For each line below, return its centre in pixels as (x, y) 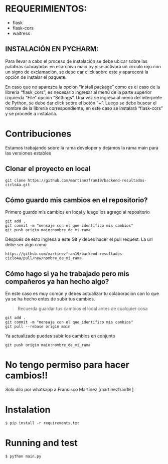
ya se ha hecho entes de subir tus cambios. (50, 299)
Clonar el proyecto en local (48, 169)
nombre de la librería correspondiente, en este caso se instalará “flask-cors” (84, 108)
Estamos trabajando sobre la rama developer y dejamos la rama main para (82, 147)
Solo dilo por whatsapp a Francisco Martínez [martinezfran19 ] (69, 390)
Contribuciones (38, 134)
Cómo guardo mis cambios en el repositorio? (76, 200)
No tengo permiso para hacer (67, 365)
